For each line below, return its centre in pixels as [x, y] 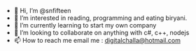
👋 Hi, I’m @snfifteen [42, 11]
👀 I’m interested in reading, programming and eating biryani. [100, 18]
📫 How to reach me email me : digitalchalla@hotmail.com [97, 40]
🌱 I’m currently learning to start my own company [85, 25]
